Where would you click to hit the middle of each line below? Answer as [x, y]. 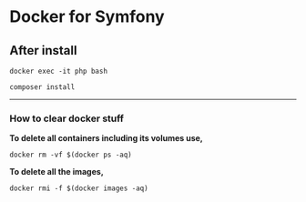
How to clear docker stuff [67, 118]
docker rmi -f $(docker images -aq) [79, 188]
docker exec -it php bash [58, 71]
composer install [42, 87]
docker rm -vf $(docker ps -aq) [71, 155]
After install [43, 50]
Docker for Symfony [87, 17]
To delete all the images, [57, 172]
